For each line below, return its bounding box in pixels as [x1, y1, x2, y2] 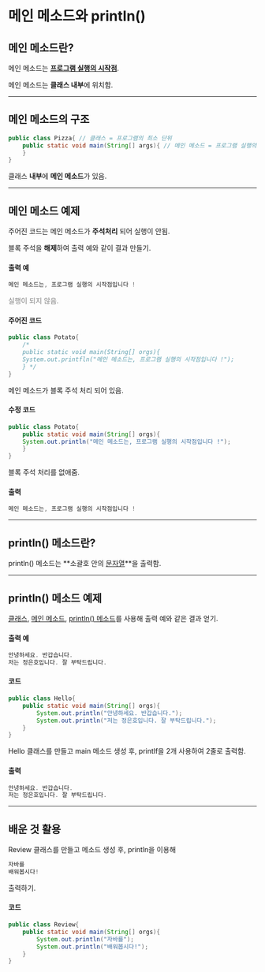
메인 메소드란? [8, 41, 74, 54]
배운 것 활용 [8, 822, 62, 836]
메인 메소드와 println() [8, 7, 146, 25]
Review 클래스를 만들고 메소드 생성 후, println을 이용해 [8, 845, 176, 855]
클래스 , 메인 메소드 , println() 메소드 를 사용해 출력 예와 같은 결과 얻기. [8, 613, 218, 623]
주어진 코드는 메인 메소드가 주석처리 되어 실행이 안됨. [8, 226, 170, 236]
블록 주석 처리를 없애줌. [8, 467, 80, 477]
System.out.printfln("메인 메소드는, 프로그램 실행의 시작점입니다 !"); [22, 356, 235, 363]
